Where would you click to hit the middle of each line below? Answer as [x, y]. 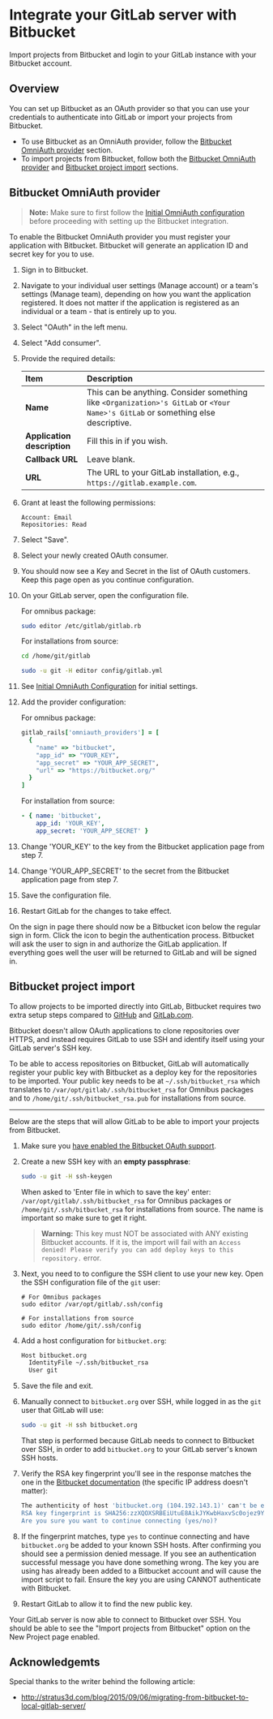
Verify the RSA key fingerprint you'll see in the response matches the [136, 1473]
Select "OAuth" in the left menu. [74, 327]
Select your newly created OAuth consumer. [94, 555]
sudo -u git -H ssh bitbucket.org [79, 1425]
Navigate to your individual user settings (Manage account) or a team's [139, 285]
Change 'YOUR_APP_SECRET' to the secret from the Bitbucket [125, 871]
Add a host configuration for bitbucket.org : [94, 1340]
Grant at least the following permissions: [88, 502]
